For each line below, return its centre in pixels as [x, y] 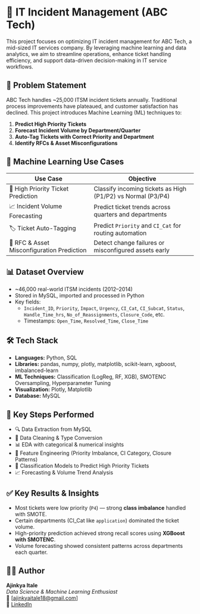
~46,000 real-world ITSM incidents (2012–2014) [74, 289]
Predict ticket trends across [132, 207]
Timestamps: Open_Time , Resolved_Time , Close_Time [86, 321]
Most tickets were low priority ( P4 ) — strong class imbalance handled [100, 508]
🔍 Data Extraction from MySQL [53, 429]
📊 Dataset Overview [45, 272]
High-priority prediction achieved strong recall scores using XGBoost [100, 533]
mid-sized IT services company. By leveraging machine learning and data [96, 48]
